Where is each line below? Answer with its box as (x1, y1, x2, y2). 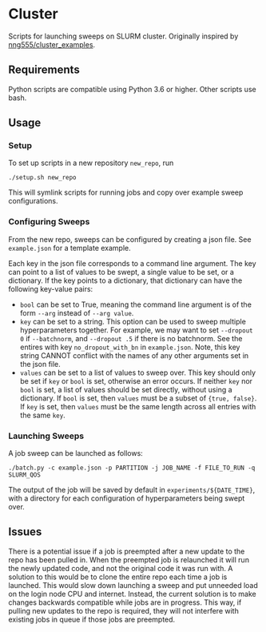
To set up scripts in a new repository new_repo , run (8, 158, 174, 168)
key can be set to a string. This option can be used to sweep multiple (19, 316, 246, 326)
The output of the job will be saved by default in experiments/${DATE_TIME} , (8, 485, 256, 495)
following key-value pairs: (8, 284, 93, 293)
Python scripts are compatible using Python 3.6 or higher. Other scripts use (8, 84, 257, 94)
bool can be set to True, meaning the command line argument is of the (19, 300, 252, 309)
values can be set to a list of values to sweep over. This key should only (19, 368, 256, 377)
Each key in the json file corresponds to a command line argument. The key (8, 258, 257, 268)
